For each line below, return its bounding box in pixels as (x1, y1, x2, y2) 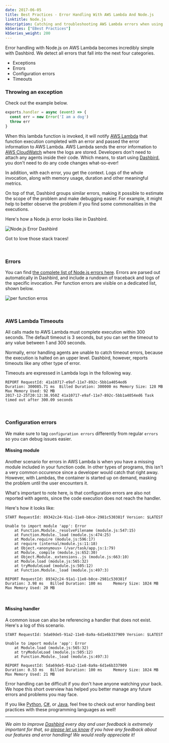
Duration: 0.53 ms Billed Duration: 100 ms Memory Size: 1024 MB (5, 667, 158, 673)
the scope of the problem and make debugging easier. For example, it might (5, 195, 162, 201)
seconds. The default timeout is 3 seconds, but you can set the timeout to (5, 334, 158, 341)
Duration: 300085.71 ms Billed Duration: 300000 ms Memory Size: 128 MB (5, 384, 163, 389)
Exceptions (12, 60, 36, 66)
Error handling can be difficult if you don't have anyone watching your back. (5, 681, 163, 687)
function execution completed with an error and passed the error (5, 138, 140, 144)
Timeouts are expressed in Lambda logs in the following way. (5, 370, 132, 376)
